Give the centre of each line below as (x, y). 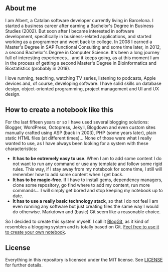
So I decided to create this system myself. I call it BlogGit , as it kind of (77, 221)
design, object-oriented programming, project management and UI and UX (82, 89)
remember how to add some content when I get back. (68, 174)
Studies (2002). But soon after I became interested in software (70, 31)
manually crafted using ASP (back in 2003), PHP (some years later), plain (81, 132)
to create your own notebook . (36, 232)
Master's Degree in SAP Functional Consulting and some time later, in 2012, (83, 47)
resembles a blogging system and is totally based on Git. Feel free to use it (82, 227)
